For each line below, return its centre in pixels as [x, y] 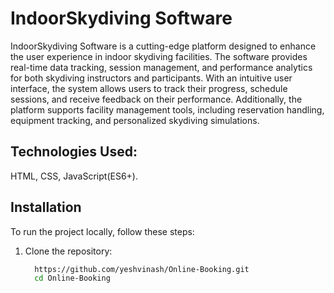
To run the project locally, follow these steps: [102, 231]
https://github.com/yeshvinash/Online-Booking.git [142, 269]
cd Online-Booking [72, 278]
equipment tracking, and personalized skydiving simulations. [135, 120]
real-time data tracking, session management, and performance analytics [161, 67]
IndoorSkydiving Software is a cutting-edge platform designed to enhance [163, 46]
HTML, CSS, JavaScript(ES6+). [74, 176]
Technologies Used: [74, 152]
